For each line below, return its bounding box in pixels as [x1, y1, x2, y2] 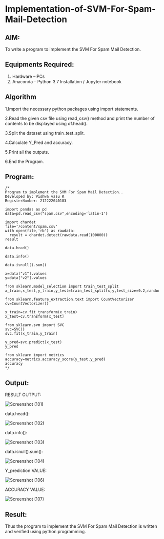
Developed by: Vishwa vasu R [5, 194, 64, 199]
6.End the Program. [5, 158, 44, 164]
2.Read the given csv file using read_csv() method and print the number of [5, 115, 155, 121]
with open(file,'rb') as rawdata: [5, 229, 76, 234]
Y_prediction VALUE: [5, 468, 47, 473]
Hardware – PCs [12, 73, 45, 79]
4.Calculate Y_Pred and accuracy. [5, 140, 73, 145]
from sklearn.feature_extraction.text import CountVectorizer [5, 297, 134, 302]
